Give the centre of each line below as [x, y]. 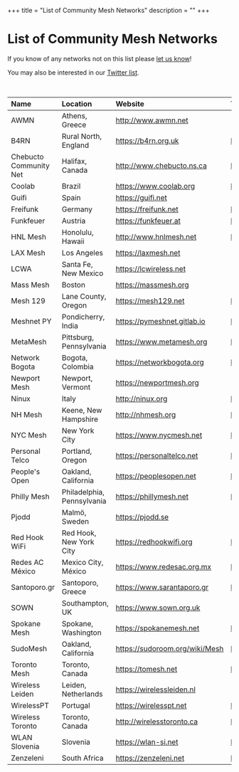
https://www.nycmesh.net [159, 435]
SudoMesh [29, 648]
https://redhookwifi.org [154, 541]
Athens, [74, 115]
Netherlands [82, 694]
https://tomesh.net [147, 669]
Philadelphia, [83, 492]
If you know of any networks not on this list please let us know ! [100, 58]
